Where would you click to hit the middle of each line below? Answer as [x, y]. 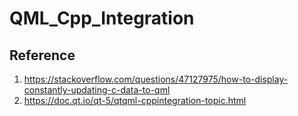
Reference [42, 55]
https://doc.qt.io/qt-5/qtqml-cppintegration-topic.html [135, 100]
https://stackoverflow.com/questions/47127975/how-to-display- [156, 79]
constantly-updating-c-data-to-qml [97, 90]
